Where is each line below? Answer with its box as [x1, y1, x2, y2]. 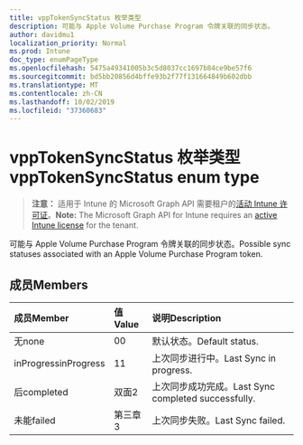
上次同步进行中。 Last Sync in [151, 352, 277, 365]
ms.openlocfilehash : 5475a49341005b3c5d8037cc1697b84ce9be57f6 [9, 64, 252, 73]
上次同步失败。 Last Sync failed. [151, 414, 286, 426]
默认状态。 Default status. [151, 336, 259, 347]
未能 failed [14, 414, 56, 426]
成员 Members [9, 277, 88, 292]
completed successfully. [151, 393, 256, 404]
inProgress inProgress [14, 357, 106, 369]
